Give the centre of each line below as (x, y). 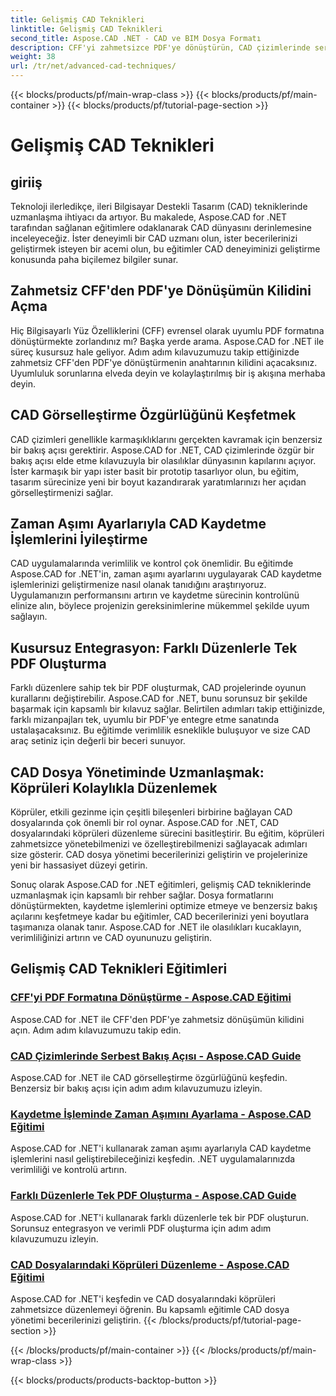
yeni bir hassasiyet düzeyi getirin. (79, 865)
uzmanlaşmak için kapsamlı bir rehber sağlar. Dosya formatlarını (142, 895)
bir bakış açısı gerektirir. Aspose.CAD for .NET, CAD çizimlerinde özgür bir (162, 450)
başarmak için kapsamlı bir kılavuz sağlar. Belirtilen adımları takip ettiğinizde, (168, 709)
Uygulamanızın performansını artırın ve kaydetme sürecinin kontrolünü (155, 595)
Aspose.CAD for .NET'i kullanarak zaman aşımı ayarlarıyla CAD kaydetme (161, 1148)
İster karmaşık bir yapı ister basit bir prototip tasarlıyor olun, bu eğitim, (154, 471)
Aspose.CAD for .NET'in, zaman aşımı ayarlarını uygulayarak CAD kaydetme (166, 574)
